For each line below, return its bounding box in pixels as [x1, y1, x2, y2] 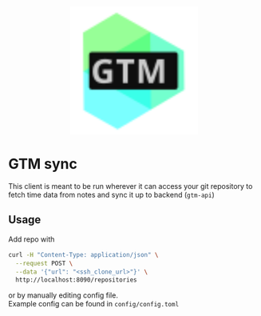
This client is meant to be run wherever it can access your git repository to [8, 181, 253, 190]
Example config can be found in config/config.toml [8, 299, 180, 309]
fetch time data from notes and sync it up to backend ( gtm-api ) [8, 190, 216, 199]
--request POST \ [15, 259, 73, 267]
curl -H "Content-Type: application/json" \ [8, 250, 159, 258]
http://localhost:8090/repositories [15, 276, 137, 284]
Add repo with [8, 234, 55, 244]
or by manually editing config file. [8, 290, 118, 300]
